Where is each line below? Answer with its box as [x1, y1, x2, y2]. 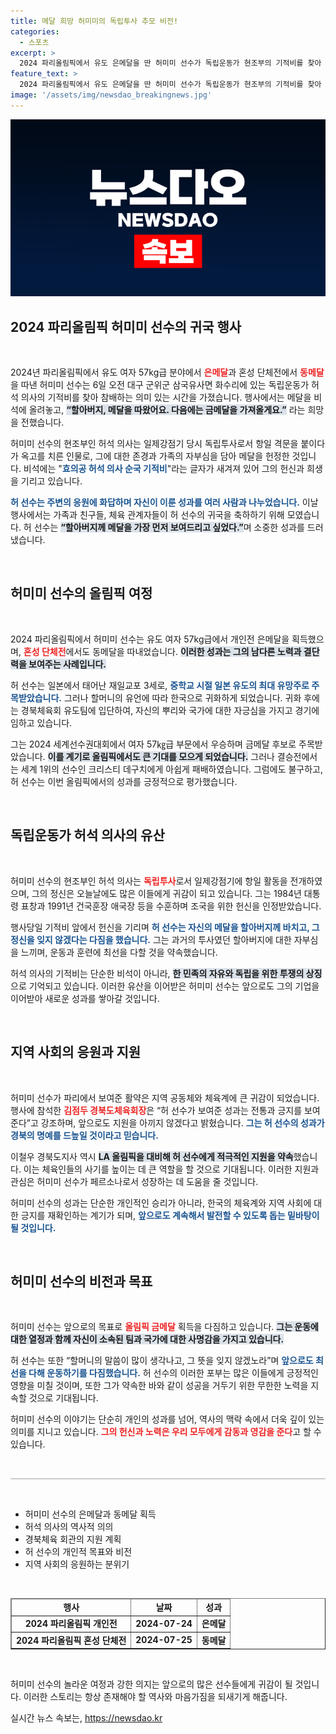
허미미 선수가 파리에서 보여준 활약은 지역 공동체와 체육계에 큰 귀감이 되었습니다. [10, 1091, 320, 1104]
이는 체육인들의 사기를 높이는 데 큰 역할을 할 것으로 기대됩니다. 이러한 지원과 [23, 1163, 320, 1175]
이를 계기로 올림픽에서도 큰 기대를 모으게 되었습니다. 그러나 [47, 750, 275, 762]
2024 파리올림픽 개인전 [24, 1618, 118, 1630]
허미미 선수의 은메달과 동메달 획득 [24, 1508, 157, 1520]
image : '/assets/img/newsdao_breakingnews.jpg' [10, 90, 213, 100]
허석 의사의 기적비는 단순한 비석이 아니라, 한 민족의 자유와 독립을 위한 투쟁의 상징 [10, 967, 323, 979]
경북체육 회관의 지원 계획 [24, 1533, 122, 1545]
